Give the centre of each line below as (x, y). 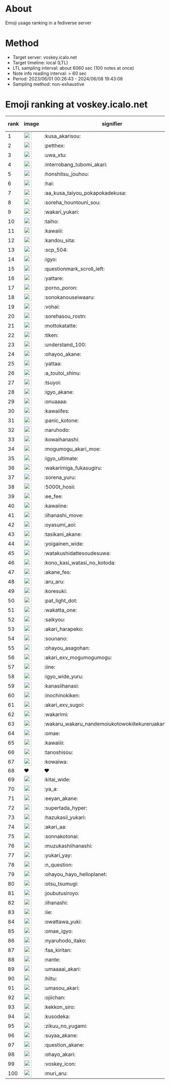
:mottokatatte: (60, 326)
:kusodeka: (57, 1016)
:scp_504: (56, 250)
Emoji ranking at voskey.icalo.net (77, 105)
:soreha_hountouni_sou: (72, 202)
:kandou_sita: (59, 240)
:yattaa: (53, 364)
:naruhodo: (57, 430)
